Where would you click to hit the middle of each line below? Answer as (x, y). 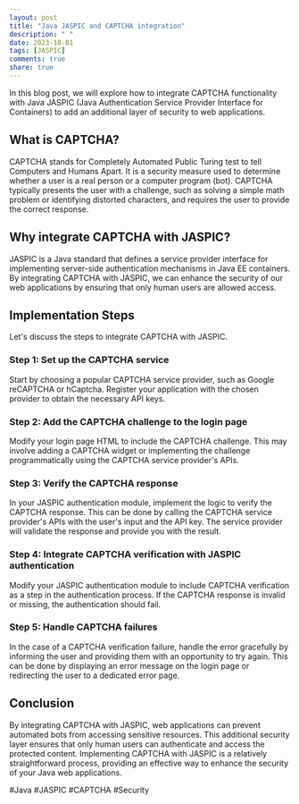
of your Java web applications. (66, 772)
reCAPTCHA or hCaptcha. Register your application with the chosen (134, 389)
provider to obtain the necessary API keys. (87, 398)
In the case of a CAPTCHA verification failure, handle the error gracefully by (149, 647)
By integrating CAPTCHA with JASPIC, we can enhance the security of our (146, 277)
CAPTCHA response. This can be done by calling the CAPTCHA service (141, 512)
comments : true (37, 59)
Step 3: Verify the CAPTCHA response (94, 483)
